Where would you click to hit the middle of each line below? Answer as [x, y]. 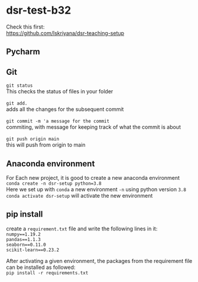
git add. [17, 104]
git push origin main [33, 139]
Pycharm [23, 52]
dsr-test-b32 [39, 10]
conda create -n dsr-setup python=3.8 [54, 183]
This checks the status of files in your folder [60, 91]
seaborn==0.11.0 [26, 245]
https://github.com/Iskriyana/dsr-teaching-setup [65, 33]
